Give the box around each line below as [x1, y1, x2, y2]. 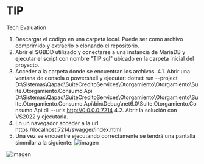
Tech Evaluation [6, 24, 47, 31]
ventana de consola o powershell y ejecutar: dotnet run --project [15, 74, 178, 81]
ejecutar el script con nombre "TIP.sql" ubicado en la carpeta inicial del [15, 55, 194, 62]
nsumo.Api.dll [15, 106, 50, 114]
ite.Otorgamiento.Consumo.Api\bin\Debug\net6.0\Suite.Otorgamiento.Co [15, 100, 197, 107]
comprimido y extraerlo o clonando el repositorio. [15, 42, 139, 49]
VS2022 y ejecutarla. [15, 113, 68, 120]
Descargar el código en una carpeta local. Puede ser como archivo [15, 35, 183, 43]
